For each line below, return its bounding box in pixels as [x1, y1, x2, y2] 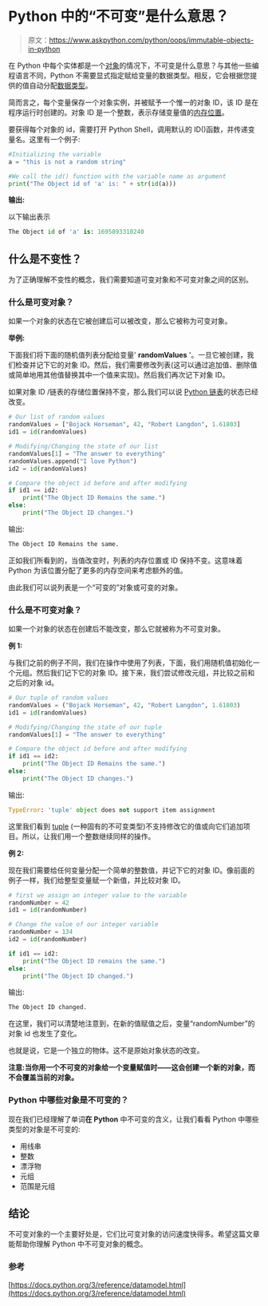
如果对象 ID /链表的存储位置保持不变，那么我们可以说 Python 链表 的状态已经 [8, 387, 259, 397]
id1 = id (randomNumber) [8, 906, 88, 914]
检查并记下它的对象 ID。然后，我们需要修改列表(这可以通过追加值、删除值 [14, 360, 258, 370]
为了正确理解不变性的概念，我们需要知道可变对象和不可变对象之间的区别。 [8, 275, 253, 284]
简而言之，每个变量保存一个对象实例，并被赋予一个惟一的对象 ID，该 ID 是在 [8, 97, 259, 107]
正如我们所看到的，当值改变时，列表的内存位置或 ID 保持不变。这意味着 [8, 556, 243, 565]
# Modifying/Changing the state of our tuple [8, 723, 162, 731]
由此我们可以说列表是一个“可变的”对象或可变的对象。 [8, 582, 183, 592]
